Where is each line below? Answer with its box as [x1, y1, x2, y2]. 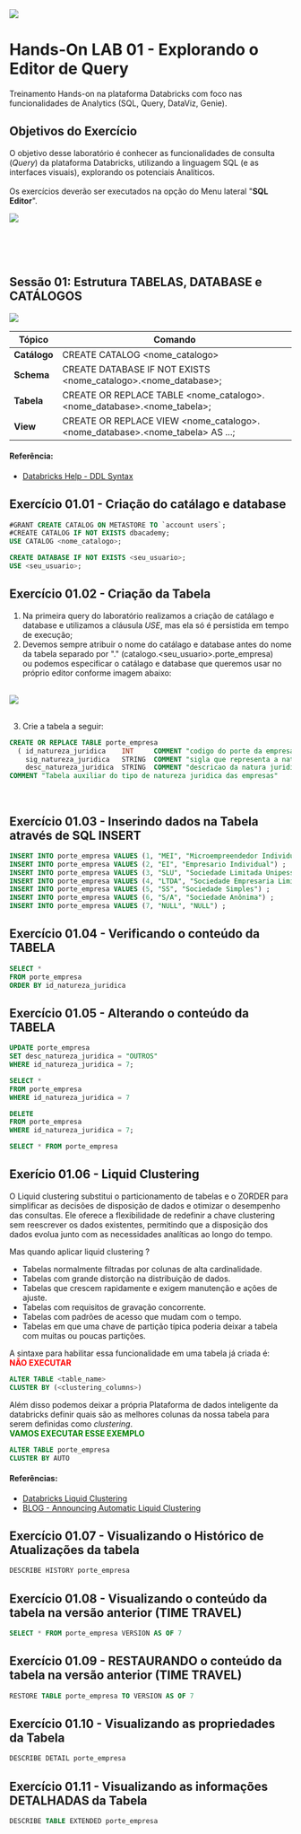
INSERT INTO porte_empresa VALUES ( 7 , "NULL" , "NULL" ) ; [9, 902, 227, 911]
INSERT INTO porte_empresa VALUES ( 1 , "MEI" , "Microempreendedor [9, 851, 258, 860]
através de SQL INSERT [9, 827, 142, 843]
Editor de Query [9, 58, 129, 79]
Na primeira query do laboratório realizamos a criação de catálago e [21, 610, 275, 621]
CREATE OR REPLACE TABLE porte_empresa [9, 738, 159, 747]
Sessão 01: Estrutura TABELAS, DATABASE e [9, 275, 262, 290]
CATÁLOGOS [9, 289, 82, 304]
